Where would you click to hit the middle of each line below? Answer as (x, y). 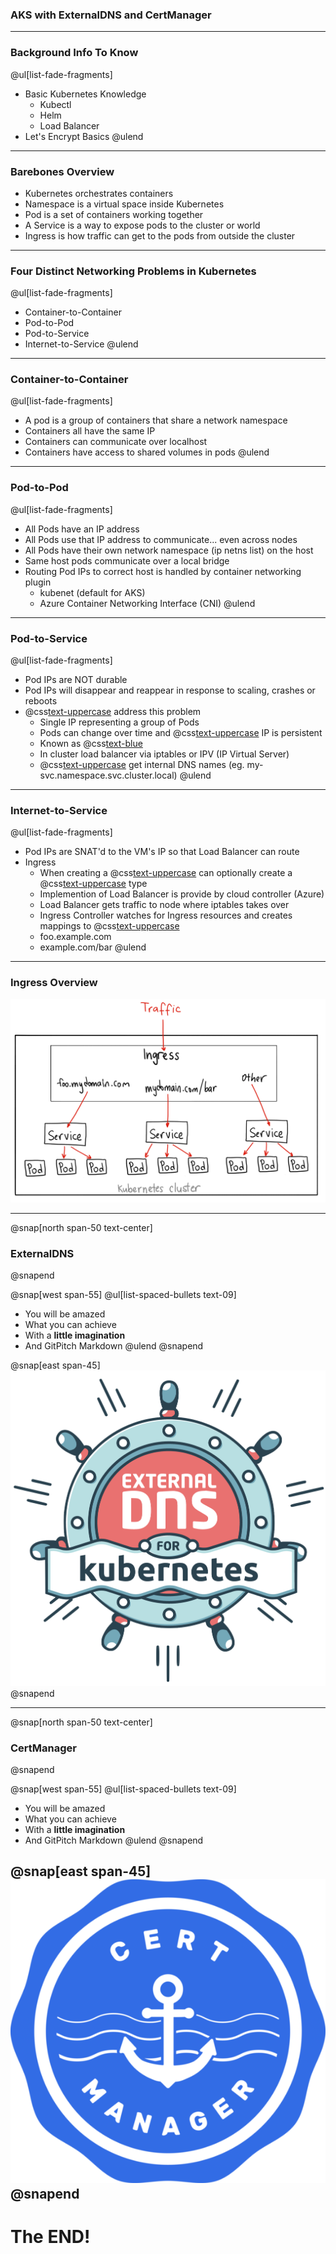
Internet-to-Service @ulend (81, 344)
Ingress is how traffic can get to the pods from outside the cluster (160, 235)
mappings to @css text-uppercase (109, 926)
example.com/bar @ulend (93, 947)
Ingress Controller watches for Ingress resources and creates (166, 915)
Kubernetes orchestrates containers (99, 193)
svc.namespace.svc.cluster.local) (108, 775)
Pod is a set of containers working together (114, 214)
